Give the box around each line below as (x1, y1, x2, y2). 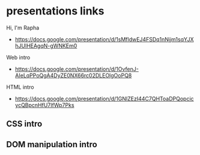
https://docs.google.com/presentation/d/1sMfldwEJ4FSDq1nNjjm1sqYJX (14, 35, 194, 43)
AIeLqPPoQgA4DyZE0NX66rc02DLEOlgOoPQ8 (14, 71, 132, 79)
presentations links (6, 4, 105, 18)
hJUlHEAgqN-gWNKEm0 (14, 42, 77, 49)
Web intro (6, 53, 31, 61)
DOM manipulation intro (6, 139, 97, 150)
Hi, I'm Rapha (6, 24, 40, 31)
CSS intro (6, 119, 43, 129)
